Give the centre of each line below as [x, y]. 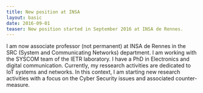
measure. [18, 85]
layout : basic [24, 18]
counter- [186, 78]
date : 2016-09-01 [28, 23]
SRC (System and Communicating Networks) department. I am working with [101, 53]
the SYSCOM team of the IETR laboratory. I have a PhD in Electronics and [98, 59]
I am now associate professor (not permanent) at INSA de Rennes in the [96, 46]
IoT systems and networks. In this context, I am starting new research [93, 72]
